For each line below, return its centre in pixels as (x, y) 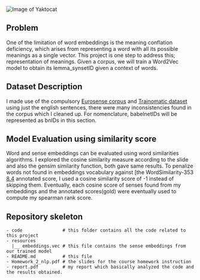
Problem (22, 28)
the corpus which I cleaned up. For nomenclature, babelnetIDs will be (92, 114)
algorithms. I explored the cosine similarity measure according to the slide (97, 160)
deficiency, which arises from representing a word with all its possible (92, 48)
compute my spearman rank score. (49, 198)
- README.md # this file (49, 257)
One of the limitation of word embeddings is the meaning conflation (89, 42)
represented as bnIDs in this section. (51, 120)
